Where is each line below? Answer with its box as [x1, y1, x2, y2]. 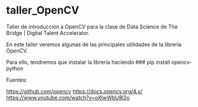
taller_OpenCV [6, 4, 80, 17]
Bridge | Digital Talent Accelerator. [6, 29, 90, 36]
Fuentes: [6, 76, 28, 83]
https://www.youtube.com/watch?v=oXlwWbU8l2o [6, 94, 130, 101]
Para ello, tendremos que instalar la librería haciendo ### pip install [6, 59, 170, 66]
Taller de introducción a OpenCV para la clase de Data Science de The [6, 23, 178, 30]
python [6, 64, 24, 72]
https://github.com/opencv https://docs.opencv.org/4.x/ [6, 87, 143, 95]
